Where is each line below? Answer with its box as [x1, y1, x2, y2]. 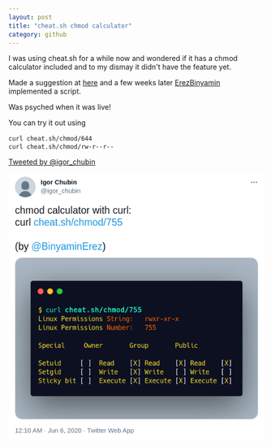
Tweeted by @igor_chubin [8, 157, 96, 167]
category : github [8, 30, 67, 38]
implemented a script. [8, 86, 81, 97]
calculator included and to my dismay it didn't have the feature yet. [8, 62, 232, 72]
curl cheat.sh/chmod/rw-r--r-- [8, 143, 114, 151]
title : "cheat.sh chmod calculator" [8, 21, 132, 30]
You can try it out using [8, 118, 87, 128]
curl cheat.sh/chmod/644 [8, 135, 92, 143]
